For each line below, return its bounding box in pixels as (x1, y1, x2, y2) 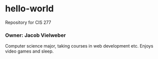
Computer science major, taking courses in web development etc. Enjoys (5, 43, 154, 49)
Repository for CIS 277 (5, 19, 51, 25)
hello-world (5, 3, 54, 14)
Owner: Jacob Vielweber (5, 32, 66, 39)
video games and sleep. (5, 48, 54, 55)
